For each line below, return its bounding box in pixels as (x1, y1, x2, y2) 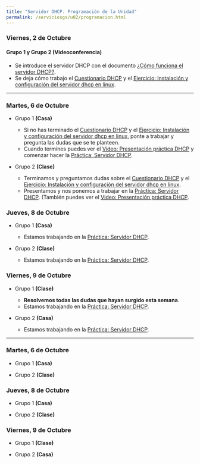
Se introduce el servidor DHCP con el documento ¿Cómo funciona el (14, 62, 183, 69)
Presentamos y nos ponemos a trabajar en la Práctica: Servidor (23, 187, 179, 194)
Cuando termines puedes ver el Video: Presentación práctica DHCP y (23, 145, 194, 152)
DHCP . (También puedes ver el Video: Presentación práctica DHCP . (23, 193, 189, 200)
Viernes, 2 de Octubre (6, 34, 71, 42)
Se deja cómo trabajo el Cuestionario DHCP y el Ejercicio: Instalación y (14, 74, 189, 81)
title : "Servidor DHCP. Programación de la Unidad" (6, 8, 137, 15)
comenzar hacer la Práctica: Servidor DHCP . (23, 151, 133, 158)
